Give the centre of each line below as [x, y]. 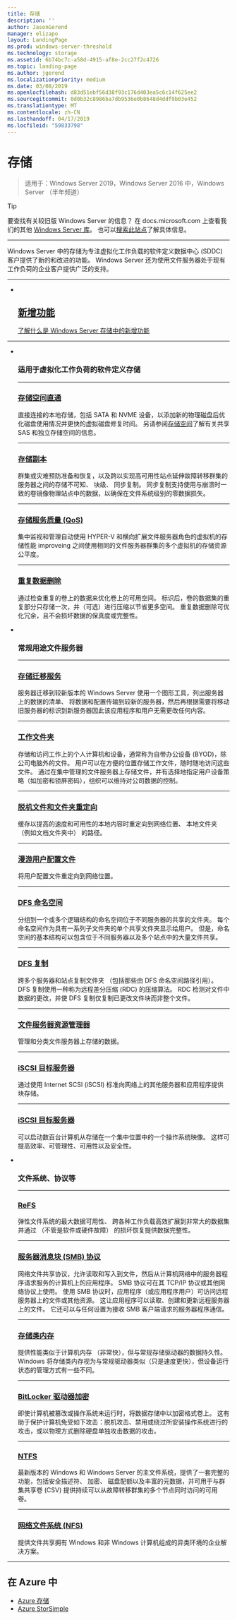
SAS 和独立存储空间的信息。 [59, 432]
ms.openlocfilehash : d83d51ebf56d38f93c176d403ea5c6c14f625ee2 [102, 92]
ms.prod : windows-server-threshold [60, 47]
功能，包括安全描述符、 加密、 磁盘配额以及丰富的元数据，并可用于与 [118, 1481]
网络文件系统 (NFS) [50, 1525]
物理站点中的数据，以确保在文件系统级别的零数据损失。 [129, 493]
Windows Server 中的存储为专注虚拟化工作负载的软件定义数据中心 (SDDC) [115, 251]
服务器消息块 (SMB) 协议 [59, 1257]
